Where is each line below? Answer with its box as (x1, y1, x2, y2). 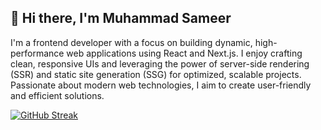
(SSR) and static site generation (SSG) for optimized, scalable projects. (10, 68, 302, 80)
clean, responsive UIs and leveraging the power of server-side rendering (10, 57, 310, 70)
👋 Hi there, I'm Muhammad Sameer (10, 10, 232, 27)
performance (10, 47, 65, 59)
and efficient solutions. (10, 89, 105, 101)
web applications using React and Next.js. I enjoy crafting (66, 47, 303, 59)
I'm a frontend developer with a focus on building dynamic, (10, 36, 253, 48)
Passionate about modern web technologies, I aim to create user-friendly (10, 79, 312, 91)
